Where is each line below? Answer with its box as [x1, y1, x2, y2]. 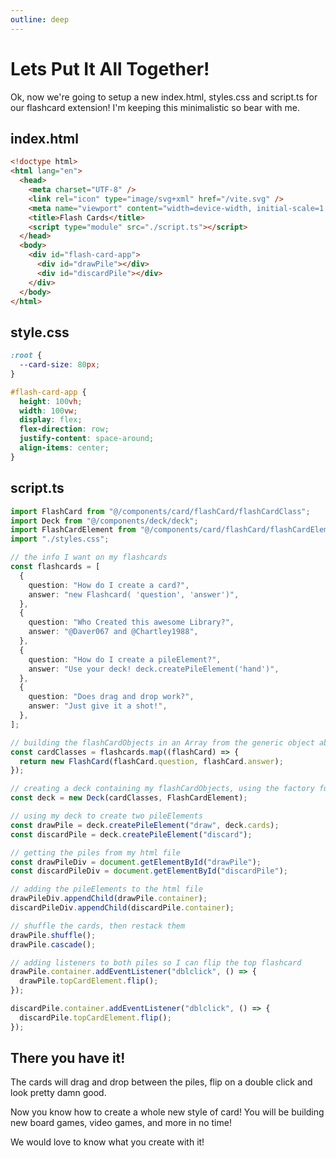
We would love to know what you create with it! [10, 1136, 205, 1148]
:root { [10, 351, 43, 361]
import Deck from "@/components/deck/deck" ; [10, 516, 199, 526]
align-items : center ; [19, 443, 110, 453]
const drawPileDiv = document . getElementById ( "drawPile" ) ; [10, 857, 262, 867]
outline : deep [10, 14, 70, 25]
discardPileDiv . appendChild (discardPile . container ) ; [10, 903, 235, 913]
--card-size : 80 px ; [19, 360, 101, 370]
